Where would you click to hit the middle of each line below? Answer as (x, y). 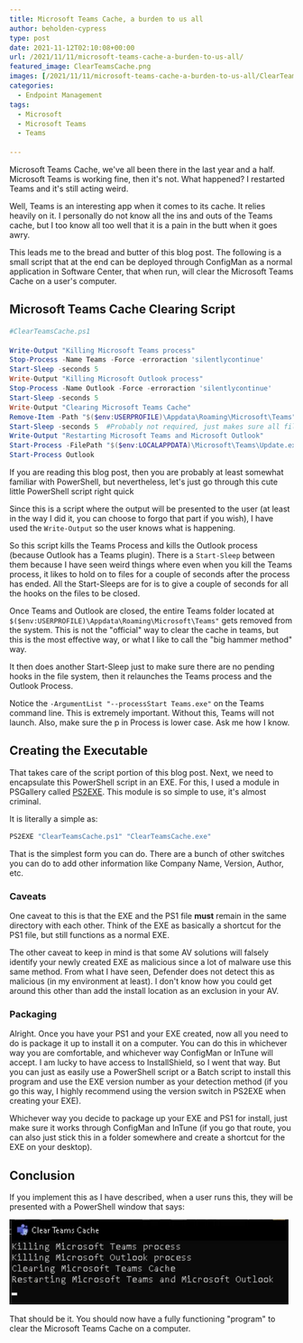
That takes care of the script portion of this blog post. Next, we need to (141, 772)
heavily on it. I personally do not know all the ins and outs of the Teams (141, 216)
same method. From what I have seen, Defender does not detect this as (142, 972)
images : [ (28, 77)
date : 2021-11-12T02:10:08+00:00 (72, 48)
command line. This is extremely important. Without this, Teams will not (142, 713)
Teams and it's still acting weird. (69, 189)
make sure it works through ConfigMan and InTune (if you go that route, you (150, 1128)
